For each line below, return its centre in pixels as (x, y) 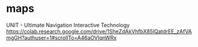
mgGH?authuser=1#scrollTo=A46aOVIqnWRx (62, 37)
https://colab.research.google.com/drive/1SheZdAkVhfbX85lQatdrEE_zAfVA (99, 31)
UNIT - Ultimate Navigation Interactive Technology (68, 25)
